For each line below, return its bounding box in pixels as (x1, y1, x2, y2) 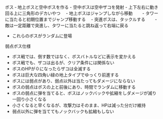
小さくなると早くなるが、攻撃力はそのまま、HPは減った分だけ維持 (12, 102, 146, 108)
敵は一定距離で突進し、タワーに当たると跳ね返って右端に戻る (5, 22, 129, 28)
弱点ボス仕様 (5, 43, 31, 49)
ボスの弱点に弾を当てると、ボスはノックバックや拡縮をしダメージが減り (12, 90, 157, 96)
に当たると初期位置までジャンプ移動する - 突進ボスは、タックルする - (5, 17, 157, 22)
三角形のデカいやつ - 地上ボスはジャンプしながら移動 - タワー (21, 10, 159, 16)
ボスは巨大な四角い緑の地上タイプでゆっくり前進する (12, 72, 119, 78)
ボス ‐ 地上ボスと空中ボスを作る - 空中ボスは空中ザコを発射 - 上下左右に (5, 4, 150, 10)
